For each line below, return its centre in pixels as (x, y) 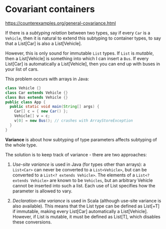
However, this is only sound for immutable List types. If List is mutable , (79, 53)
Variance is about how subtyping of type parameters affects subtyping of (81, 139)
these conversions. (32, 222)
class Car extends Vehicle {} (37, 93)
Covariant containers (50, 9)
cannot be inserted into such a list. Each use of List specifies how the (84, 185)
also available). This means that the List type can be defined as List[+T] (86, 206)
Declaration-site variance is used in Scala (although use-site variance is (87, 200)
